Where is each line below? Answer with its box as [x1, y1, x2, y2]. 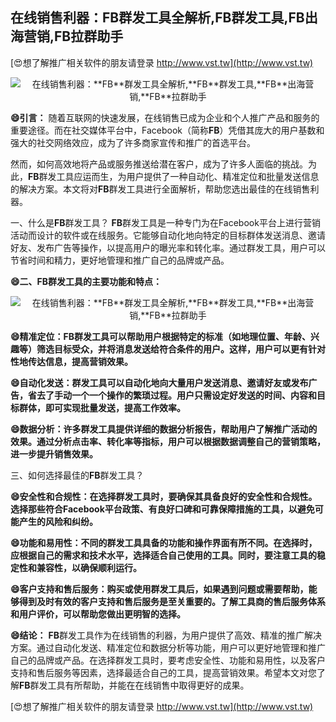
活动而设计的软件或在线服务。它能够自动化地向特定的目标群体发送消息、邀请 [10, 229, 326, 241]
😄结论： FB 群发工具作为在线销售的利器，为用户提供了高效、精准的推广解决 [10, 629, 323, 641]
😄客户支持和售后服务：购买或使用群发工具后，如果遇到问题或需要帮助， [10, 583, 309, 595]
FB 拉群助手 [54, 28, 124, 45]
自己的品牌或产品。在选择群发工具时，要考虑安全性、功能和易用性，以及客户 [10, 654, 326, 666]
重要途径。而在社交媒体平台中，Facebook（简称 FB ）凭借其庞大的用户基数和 [10, 124, 325, 136]
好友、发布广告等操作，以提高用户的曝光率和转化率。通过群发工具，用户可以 [10, 241, 326, 253]
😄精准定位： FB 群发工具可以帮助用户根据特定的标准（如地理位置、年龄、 [10, 330, 312, 342]
